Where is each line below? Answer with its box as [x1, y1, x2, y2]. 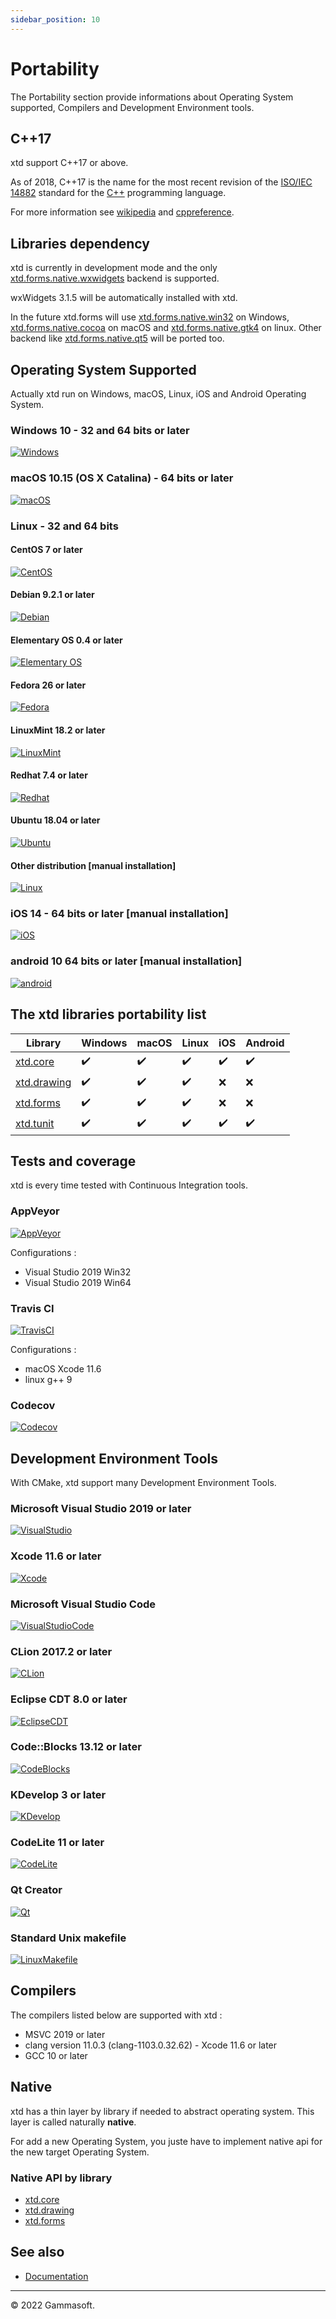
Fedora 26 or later [10, 679, 87, 691]
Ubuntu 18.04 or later [10, 814, 101, 826]
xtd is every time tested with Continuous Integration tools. [10, 1179, 249, 1191]
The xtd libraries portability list [10, 1006, 207, 1023]
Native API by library [10, 2171, 113, 2185]
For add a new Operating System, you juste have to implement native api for [10, 2135, 323, 2147]
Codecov [10, 1398, 56, 1412]
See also [10, 2244, 65, 2261]
